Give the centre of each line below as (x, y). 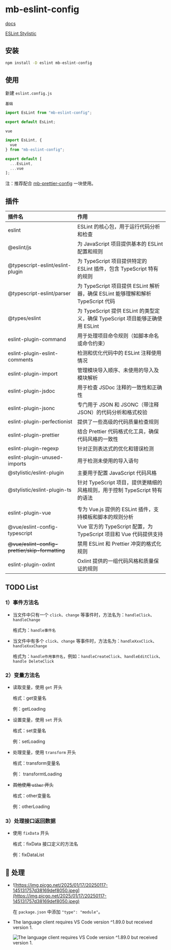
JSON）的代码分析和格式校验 (112, 412)
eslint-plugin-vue (30, 513)
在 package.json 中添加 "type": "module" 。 (58, 912)
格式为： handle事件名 (34, 630)
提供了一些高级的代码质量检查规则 (118, 422)
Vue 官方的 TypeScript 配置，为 (115, 527)
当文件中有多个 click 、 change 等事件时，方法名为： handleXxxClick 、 (85, 641)
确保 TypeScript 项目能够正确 (122, 319)
